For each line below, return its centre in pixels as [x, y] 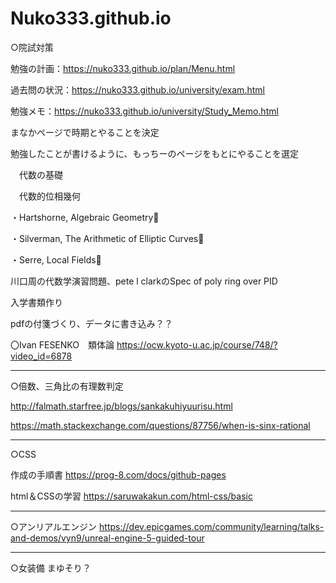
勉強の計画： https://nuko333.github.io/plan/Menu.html [123, 68]
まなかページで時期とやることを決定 [85, 132]
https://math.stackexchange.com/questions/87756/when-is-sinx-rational [160, 425]
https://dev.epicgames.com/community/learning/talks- [212, 526]
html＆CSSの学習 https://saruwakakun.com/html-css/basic [131, 496]
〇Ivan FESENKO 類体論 [62, 344]
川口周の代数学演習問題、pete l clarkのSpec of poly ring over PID [144, 281]
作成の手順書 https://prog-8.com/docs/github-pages [118, 474]
